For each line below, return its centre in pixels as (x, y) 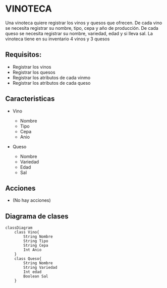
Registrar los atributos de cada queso (51, 83)
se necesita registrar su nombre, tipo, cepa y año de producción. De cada (82, 28)
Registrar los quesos (34, 72)
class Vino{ (27, 233)
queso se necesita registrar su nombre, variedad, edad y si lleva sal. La (79, 33)
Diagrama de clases (37, 216)
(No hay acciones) (32, 200)
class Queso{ (28, 259)
